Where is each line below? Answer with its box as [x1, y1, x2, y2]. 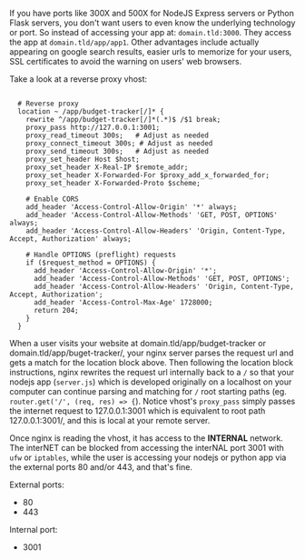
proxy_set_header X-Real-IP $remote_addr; [25, 163, 189, 172]
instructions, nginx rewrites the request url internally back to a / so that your [9, 367, 295, 377]
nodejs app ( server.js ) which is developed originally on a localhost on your [9, 376, 292, 387]
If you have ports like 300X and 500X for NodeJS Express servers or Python [9, 8, 295, 18]
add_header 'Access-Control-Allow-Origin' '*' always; [25, 203, 238, 212]
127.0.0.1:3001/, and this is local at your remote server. [9, 415, 211, 425]
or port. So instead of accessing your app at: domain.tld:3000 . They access [9, 27, 292, 37]
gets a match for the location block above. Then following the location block [9, 357, 293, 367]
